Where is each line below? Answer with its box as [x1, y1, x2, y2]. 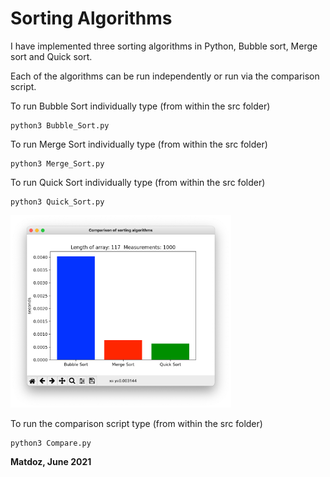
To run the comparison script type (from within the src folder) [10, 417, 263, 429]
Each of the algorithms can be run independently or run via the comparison [10, 70, 320, 82]
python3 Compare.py [10, 438, 92, 448]
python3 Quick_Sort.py [10, 197, 105, 207]
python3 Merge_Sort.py [10, 158, 105, 169]
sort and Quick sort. [10, 50, 93, 62]
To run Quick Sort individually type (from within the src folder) [10, 176, 266, 188]
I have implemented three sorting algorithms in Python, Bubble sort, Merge [10, 40, 318, 52]
